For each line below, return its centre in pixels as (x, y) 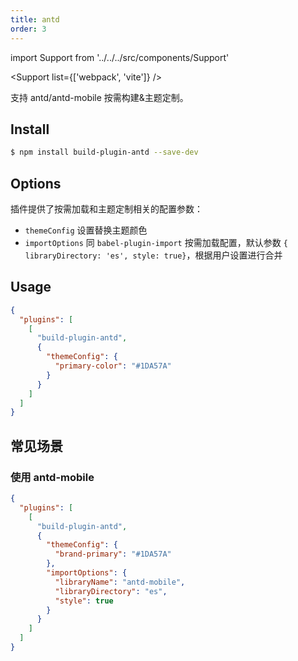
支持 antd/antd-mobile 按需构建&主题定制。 (99, 97)
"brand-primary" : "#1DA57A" (113, 554)
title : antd (35, 19)
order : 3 (28, 29)
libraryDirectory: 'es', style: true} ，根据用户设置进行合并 (153, 255)
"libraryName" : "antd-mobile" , (120, 582)
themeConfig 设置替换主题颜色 (86, 230)
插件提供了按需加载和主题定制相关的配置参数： (106, 209)
